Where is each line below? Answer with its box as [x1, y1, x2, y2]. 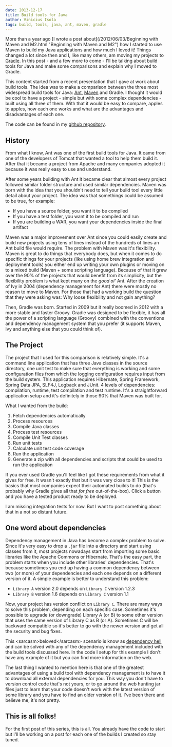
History [5, 136, 30, 145]
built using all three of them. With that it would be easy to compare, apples [5, 101, 163, 107]
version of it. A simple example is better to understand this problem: [5, 576, 149, 582]
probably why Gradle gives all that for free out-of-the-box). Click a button [5, 488, 161, 494]
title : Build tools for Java [5, 12, 68, 17]
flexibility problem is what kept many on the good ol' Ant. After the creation [5, 278, 164, 284]
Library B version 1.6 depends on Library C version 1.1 [12, 591, 129, 597]
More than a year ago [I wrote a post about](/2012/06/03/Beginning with [5, 36, 158, 42]
